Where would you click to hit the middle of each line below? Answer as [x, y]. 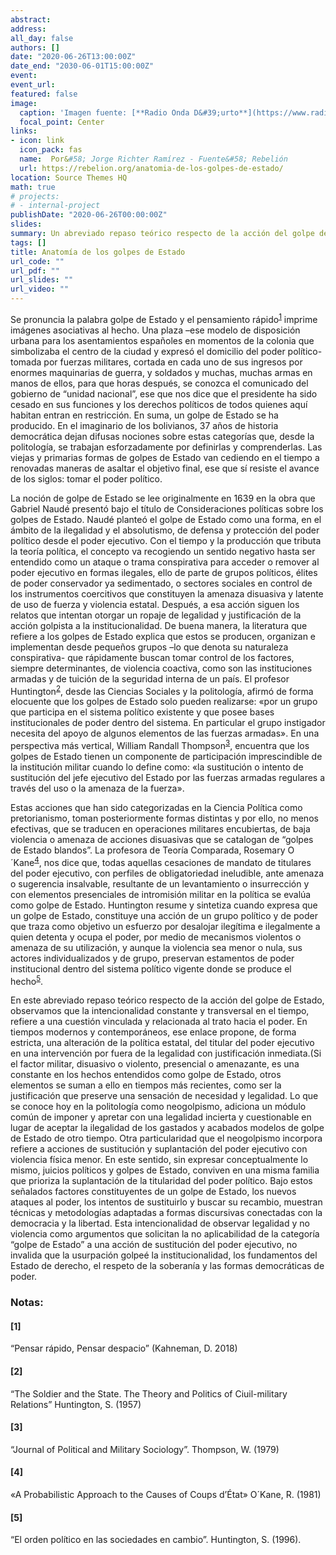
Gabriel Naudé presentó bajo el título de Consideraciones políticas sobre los [167, 508]
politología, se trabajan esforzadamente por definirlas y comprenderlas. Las [166, 447]
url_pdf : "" [35, 271]
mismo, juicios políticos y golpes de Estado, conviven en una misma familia [165, 1170]
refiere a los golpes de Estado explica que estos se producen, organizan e [163, 636]
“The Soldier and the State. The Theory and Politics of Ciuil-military [149, 1393]
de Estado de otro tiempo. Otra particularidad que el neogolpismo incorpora [166, 1138]
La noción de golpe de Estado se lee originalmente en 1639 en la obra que [163, 498]
